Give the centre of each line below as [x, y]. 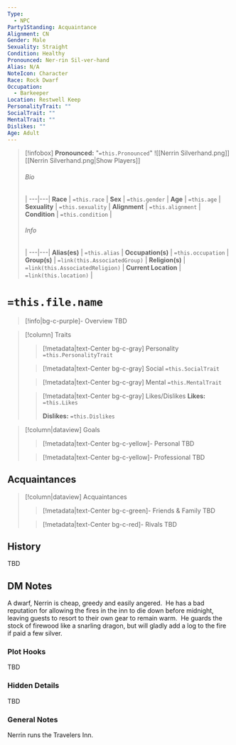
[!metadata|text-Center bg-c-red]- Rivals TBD [110, 524]
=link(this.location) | [59, 275]
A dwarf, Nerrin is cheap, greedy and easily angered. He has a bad [106, 603]
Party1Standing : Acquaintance [52, 27]
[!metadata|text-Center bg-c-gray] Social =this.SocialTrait [131, 368]
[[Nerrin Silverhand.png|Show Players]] [82, 161]
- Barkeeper [32, 93]
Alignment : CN [28, 34]
